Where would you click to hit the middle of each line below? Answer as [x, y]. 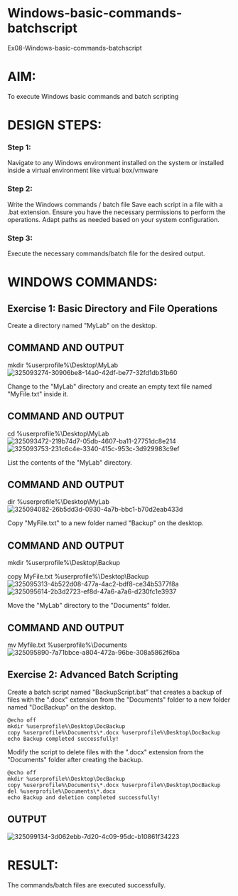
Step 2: [20, 189]
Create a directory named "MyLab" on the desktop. [82, 325]
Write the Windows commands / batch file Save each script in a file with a [115, 204]
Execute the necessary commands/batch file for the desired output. [106, 253]
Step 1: [19, 147]
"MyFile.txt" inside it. [38, 394]
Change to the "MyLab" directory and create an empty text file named [110, 386]
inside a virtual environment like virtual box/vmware [83, 170]
